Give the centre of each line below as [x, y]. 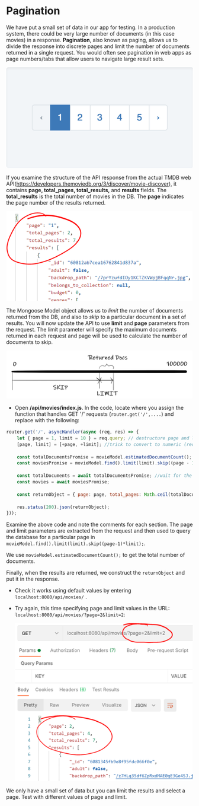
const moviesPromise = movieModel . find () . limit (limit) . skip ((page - [103, 463]
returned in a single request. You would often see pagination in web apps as [99, 52]
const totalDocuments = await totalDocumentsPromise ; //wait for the [105, 476]
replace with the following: [47, 420]
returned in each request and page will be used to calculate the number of [97, 336]
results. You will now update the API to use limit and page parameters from [98, 323]
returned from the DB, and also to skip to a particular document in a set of [96, 317]
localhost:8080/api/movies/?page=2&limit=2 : [70, 614]
